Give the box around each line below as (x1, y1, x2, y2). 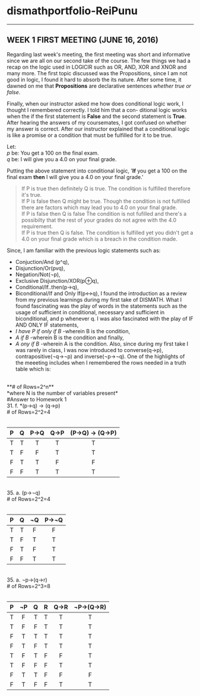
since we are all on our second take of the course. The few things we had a (7, 57, 191, 64)
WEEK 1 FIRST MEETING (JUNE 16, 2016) (7, 35, 159, 45)
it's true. (21, 191, 42, 198)
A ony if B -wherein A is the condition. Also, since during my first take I (15, 340, 189, 347)
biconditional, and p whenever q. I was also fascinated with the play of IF (15, 315, 193, 322)
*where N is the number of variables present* (7, 389, 118, 397)
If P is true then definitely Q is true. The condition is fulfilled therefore (21, 185, 191, 192)
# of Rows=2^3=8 (7, 582, 51, 589)
